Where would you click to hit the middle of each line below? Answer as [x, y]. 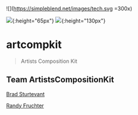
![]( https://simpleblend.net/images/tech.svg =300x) [69, 9]
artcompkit [34, 45]
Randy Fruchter [25, 106]
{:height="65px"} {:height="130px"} [59, 21]
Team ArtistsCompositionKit [60, 80]
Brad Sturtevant [25, 94]
